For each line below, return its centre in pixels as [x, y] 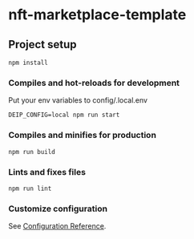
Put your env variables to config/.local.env [78, 100]
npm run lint [30, 188]
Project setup [43, 45]
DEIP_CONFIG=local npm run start [64, 115]
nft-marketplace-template [97, 15]
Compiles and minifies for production [82, 136]
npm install [28, 63]
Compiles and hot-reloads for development [94, 83]
